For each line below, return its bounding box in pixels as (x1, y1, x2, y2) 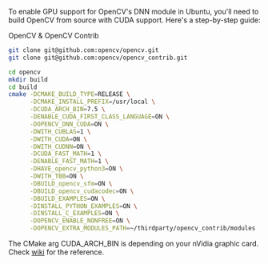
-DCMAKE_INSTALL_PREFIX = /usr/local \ (29, 98, 156, 106)
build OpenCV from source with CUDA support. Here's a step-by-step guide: (8, 15, 261, 25)
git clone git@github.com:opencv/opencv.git (8, 46, 159, 54)
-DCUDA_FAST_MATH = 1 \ (29, 150, 102, 158)
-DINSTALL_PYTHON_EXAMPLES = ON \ (29, 202, 138, 210)
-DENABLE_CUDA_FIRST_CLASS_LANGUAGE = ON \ (29, 113, 170, 121)
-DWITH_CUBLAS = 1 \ (29, 127, 91, 135)
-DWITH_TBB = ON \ (29, 172, 84, 180)
